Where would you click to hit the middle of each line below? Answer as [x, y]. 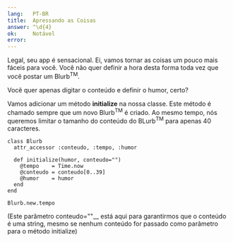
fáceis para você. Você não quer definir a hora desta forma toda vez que [113, 68]
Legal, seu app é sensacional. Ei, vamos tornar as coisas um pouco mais [113, 60]
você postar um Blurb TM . [43, 76]
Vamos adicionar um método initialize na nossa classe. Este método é [109, 104]
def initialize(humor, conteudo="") [67, 160]
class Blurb [25, 142]
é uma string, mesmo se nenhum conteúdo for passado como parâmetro [113, 224]
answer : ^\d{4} [30, 27]
